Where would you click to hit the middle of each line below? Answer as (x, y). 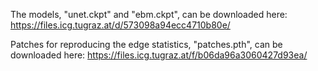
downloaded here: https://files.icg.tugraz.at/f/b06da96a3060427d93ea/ (159, 55)
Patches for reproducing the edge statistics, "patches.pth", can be (146, 44)
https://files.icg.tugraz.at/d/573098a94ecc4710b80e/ (120, 25)
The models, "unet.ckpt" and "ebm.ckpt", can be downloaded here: (149, 14)
